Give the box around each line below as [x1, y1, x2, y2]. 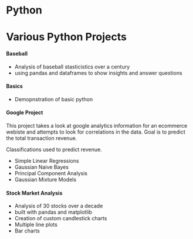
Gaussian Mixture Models [14, 176, 77, 183]
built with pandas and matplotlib [14, 209, 93, 216]
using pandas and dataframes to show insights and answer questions [14, 69, 183, 76]
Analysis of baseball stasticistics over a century [14, 63, 130, 70]
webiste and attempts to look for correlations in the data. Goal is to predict [6, 128, 186, 135]
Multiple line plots [14, 221, 57, 228]
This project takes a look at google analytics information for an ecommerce [6, 122, 188, 129]
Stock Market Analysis [6, 189, 63, 196]
